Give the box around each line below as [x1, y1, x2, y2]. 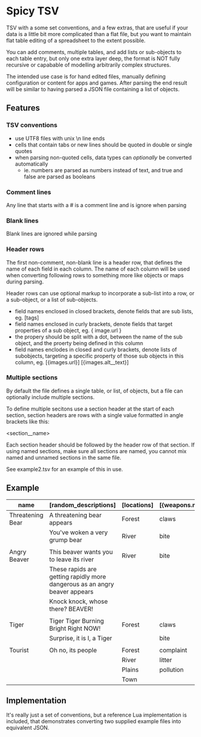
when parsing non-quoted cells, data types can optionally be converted [14, 154, 192, 161]
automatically [14, 160, 48, 167]
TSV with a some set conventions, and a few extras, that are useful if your [6, 24, 188, 31]
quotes [14, 147, 33, 154]
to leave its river [49, 555, 95, 564]
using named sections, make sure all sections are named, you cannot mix [6, 447, 187, 454]
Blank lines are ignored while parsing [6, 230, 98, 238]
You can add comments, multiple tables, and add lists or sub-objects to [6, 48, 182, 55]
